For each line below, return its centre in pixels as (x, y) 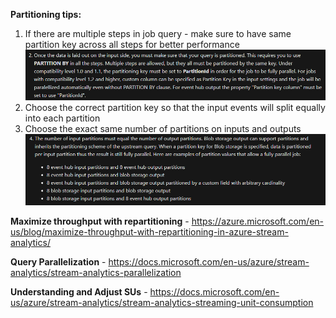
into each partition (62, 118)
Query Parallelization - (58, 262)
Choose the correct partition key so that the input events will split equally (175, 107)
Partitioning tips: (46, 14)
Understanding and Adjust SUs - (79, 292)
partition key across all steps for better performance (132, 44)
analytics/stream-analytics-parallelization (96, 273)
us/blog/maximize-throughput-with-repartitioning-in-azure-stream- (149, 232)
